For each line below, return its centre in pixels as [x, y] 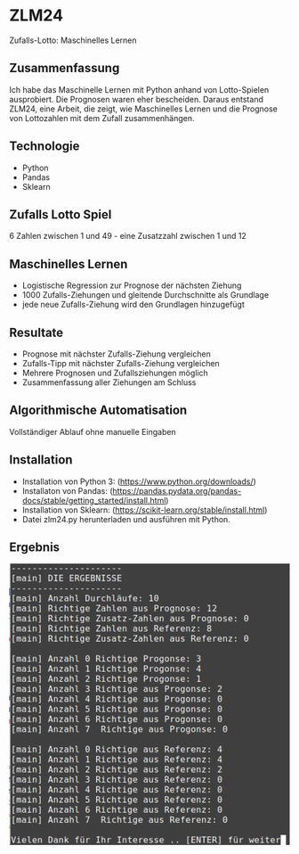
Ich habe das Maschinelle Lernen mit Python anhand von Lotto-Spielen [139, 89]
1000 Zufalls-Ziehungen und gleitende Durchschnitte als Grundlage [145, 295]
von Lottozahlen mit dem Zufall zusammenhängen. [102, 118]
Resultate [36, 332]
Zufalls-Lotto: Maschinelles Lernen [73, 40]
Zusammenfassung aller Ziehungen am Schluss [109, 382]
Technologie [44, 147]
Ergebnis [35, 548]
